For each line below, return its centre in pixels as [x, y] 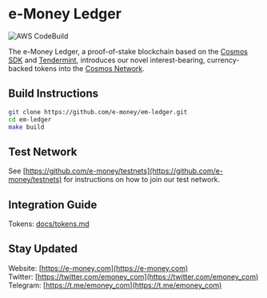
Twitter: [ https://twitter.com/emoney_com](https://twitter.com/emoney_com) [133, 276]
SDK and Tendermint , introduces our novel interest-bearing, [107, 60]
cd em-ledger [30, 119]
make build [26, 127]
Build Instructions [54, 94]
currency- [223, 60]
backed [21, 68]
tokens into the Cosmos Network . [90, 68]
